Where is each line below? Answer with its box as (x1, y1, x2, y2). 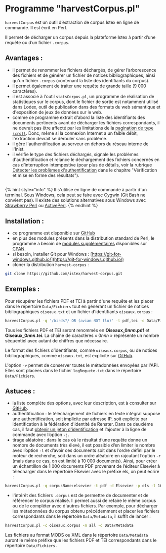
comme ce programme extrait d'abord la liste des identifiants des (12, 114, 145, 120)
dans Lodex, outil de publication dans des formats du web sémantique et (12, 104, 161, 110)
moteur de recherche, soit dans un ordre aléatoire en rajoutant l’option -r (12, 453, 161, 459)
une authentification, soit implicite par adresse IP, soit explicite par (12, 416, 148, 422)
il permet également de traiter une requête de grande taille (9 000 (12, 83, 147, 89)
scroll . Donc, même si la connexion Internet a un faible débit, (12, 130, 138, 136)
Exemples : (5, 285, 40, 293)
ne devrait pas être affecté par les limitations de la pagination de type (12, 125, 154, 131)
